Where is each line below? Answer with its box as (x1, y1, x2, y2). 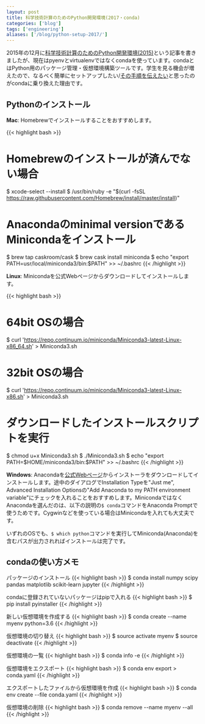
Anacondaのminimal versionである (6, 218, 185, 232)
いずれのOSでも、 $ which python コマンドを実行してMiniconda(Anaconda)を (6, 529, 198, 537)
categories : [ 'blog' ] (6, 20, 62, 26)
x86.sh (6, 393, 24, 400)
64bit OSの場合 (6, 315, 84, 329)
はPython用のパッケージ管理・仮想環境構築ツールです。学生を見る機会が (6, 65, 189, 72)
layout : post (6, 9, 40, 15)
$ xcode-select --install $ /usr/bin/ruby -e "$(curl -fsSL (6, 187, 146, 195)
